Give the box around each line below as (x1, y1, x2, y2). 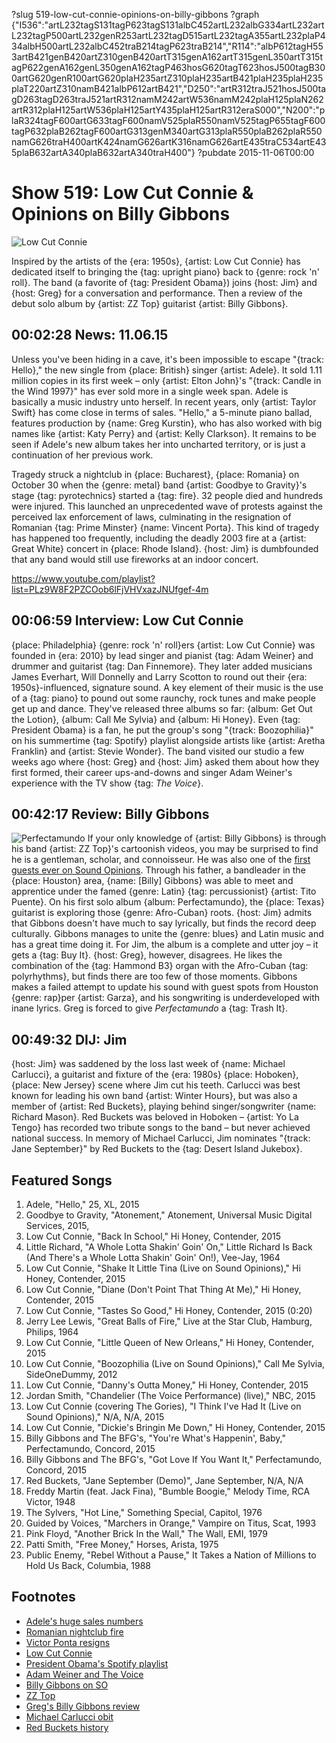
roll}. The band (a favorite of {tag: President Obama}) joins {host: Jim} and (11, 276, 318, 288)
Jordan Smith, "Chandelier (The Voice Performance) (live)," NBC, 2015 (25, 1390, 316, 1401)
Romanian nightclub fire (25, 1625, 124, 1638)
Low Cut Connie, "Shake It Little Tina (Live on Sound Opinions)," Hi (25, 1262, 301, 1274)
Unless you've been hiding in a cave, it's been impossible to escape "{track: (11, 353, 324, 365)
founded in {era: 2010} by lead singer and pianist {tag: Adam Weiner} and (11, 649, 314, 661)
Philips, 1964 (25, 1326, 79, 1338)
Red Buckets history (25, 1721, 109, 1733)
